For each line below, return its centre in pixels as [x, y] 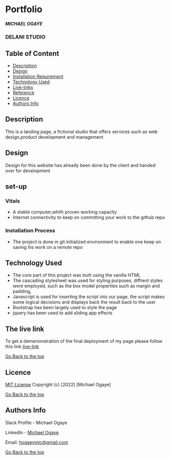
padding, [22, 291]
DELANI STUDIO [25, 37]
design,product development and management [54, 137]
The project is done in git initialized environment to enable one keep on [87, 242]
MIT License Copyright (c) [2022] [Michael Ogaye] [58, 385]
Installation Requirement [38, 76]
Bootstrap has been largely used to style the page [65, 308]
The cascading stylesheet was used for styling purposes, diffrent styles [88, 281]
